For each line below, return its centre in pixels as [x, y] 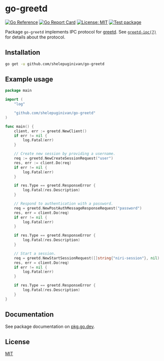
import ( [14, 100]
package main [18, 91]
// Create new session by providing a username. [65, 154]
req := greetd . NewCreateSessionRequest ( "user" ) [64, 158]
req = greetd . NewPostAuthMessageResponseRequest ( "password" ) [78, 208]
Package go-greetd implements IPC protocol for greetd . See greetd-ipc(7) [81, 32]
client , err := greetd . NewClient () [50, 131]
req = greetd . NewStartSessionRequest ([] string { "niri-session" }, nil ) [87, 258]
